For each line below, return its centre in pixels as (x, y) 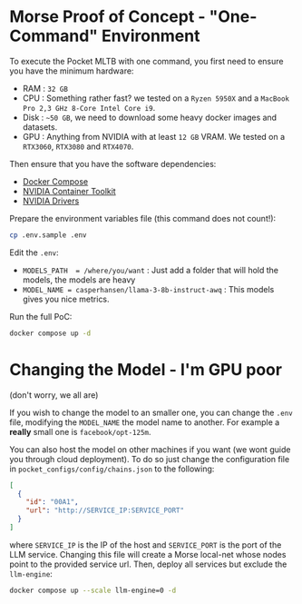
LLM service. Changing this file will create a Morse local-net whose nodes (148, 554)
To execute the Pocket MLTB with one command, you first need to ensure (146, 61)
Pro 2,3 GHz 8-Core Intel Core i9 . (89, 107)
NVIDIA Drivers (51, 201)
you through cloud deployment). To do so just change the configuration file (150, 459)
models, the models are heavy (79, 280)
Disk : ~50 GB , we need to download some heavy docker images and (150, 117)
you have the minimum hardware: (72, 71)
